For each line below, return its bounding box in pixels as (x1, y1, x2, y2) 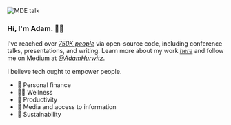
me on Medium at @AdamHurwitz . (7, 54, 106, 62)
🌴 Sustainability (17, 110, 62, 119)
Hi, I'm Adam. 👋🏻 (7, 23, 64, 33)
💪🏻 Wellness (17, 88, 53, 97)
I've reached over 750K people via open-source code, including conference (7, 39, 223, 48)
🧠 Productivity (17, 95, 58, 104)
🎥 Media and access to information (17, 103, 117, 111)
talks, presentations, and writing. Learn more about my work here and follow (7, 47, 224, 55)
